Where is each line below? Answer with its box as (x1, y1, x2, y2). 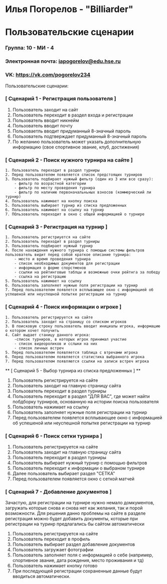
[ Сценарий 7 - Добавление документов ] (5, 488, 112, 495)
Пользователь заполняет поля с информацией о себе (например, (12, 552, 153, 558)
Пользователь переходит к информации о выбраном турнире (12, 465, 145, 471)
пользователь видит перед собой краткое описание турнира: (5, 252, 131, 257)
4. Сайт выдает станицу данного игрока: (5, 332, 91, 337)
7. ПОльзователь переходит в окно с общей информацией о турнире (5, 212, 144, 217)
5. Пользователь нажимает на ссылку (5, 278, 82, 284)
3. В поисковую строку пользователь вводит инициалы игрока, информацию (5, 324, 160, 329)
